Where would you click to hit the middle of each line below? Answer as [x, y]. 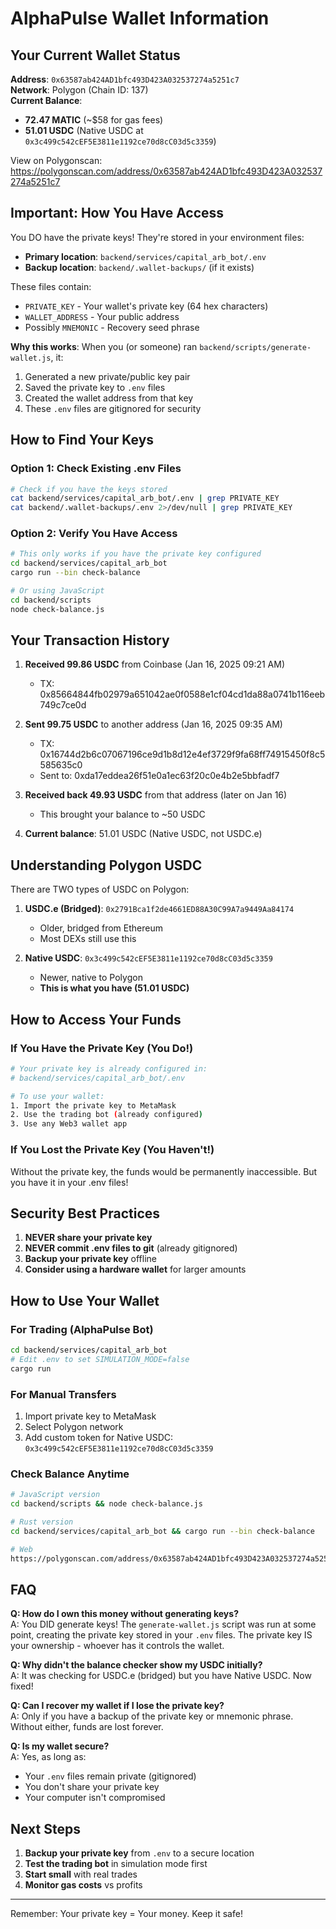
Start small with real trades [81, 1874]
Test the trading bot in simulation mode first [116, 1864]
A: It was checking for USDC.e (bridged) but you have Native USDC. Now [161, 1676]
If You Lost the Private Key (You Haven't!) [112, 1150]
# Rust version [42, 1522]
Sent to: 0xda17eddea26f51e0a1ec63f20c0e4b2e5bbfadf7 [159, 776]
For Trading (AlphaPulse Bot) [82, 1329]
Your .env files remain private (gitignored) [110, 1776]
